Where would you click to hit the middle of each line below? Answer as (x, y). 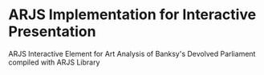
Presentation (52, 32)
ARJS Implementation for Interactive (132, 15)
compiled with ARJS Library (54, 62)
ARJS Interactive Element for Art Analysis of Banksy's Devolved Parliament (132, 53)
